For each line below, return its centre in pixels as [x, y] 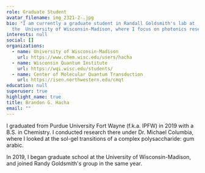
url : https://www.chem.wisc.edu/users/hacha [75, 57]
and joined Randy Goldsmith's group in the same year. [74, 163]
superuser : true [27, 91]
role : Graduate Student [37, 12]
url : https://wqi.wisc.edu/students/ [65, 69]
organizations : [26, 46]
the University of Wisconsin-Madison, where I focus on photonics [99, 29]
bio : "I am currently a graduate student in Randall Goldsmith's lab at [101, 23]
